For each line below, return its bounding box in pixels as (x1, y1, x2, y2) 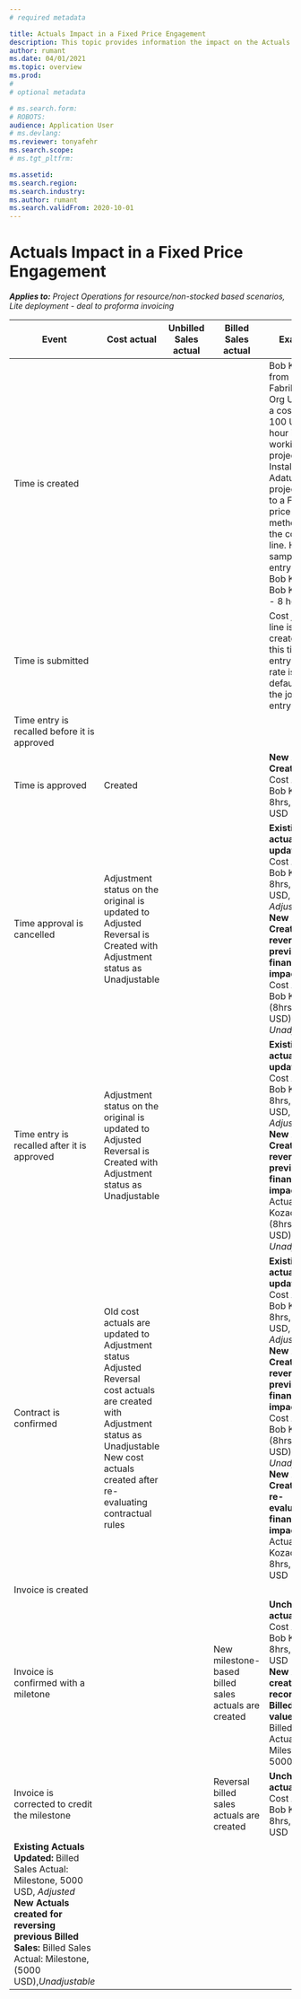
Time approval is (13, 917, 83, 930)
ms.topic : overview (9, 63, 82, 72)
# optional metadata (9, 87, 87, 97)
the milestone (13, 1810, 72, 1822)
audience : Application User (9, 120, 115, 130)
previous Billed (13, 1931, 79, 1943)
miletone (13, 1688, 51, 1701)
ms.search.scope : (9, 145, 74, 155)
